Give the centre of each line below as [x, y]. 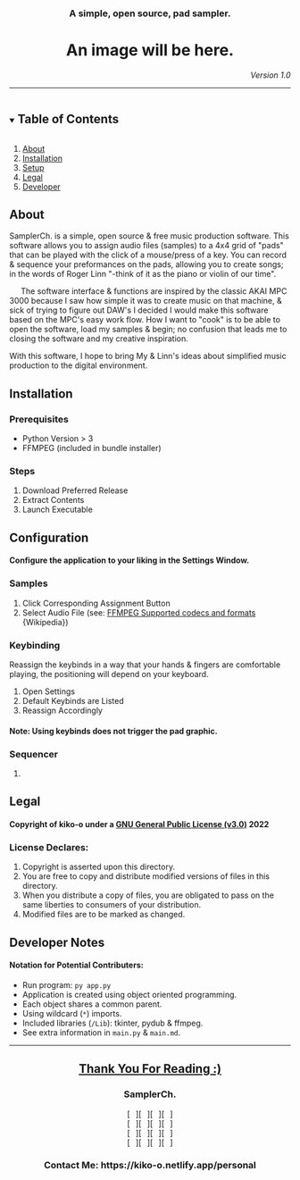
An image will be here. [150, 50]
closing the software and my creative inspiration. [99, 339]
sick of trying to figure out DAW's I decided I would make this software [139, 310]
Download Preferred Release [75, 490]
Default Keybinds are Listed [73, 701]
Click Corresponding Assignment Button [96, 603]
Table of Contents [68, 119]
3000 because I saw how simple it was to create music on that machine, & [146, 301]
